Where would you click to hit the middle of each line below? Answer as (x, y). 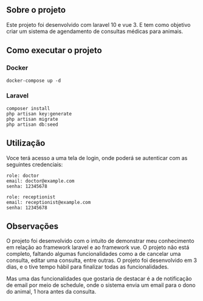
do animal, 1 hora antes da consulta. (51, 292)
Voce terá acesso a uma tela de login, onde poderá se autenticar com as (97, 158)
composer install (28, 108)
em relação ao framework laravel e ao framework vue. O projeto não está (98, 247)
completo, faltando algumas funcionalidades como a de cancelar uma (94, 254)
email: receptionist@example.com (49, 202)
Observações (33, 226)
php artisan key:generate (39, 114)
